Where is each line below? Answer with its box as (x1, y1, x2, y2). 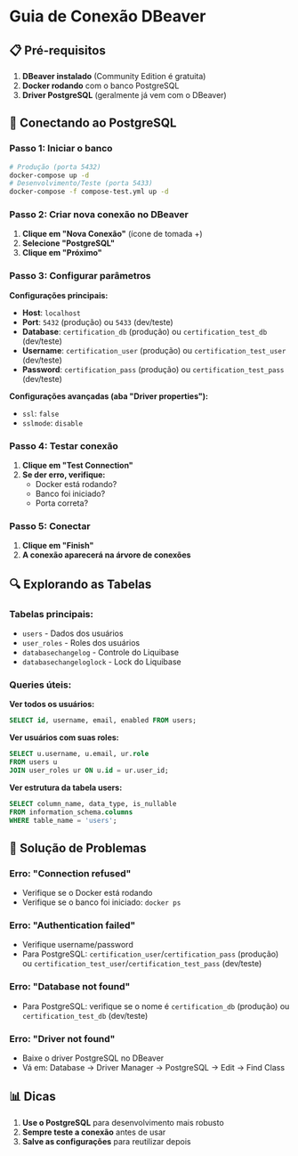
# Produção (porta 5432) (9, 162, 101, 171)
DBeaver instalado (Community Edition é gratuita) (21, 71, 206, 81)
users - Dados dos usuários (21, 628, 124, 639)
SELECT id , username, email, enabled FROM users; (9, 716, 197, 725)
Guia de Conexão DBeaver (9, 6, 206, 27)
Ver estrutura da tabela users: (9, 782, 123, 793)
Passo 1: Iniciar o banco (9, 142, 113, 155)
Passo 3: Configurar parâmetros (9, 270, 151, 282)
